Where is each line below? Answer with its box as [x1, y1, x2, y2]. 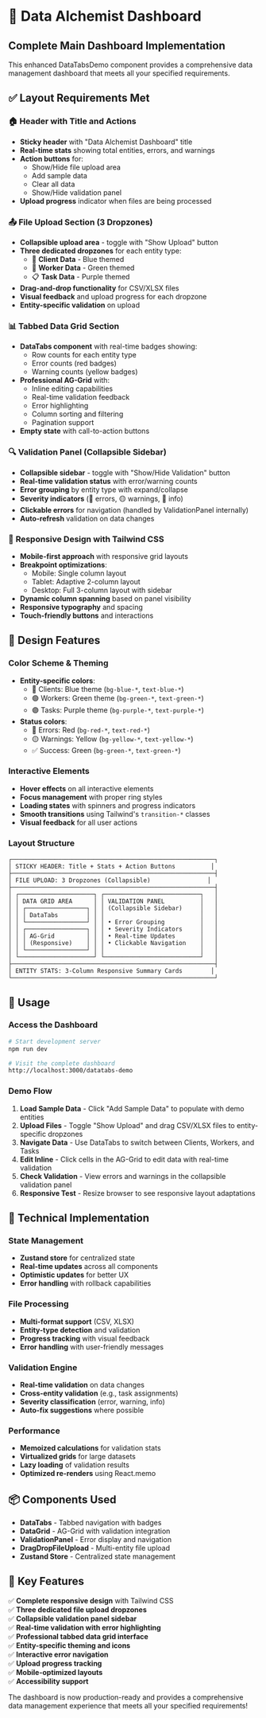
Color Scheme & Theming [8, 658, 109, 669]
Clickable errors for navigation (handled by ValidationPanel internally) [19, 505, 249, 514]
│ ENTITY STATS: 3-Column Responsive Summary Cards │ [8, 967, 215, 975]
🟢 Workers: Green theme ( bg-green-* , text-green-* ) [31, 693, 204, 703]
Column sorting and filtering [31, 409, 124, 419]
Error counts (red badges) [31, 358, 118, 369]
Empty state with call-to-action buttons [19, 426, 150, 436]
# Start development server [8, 1037, 102, 1045]
